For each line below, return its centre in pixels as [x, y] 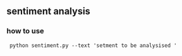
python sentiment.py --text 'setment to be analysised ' [93, 45]
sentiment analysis [48, 11]
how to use [25, 31]
